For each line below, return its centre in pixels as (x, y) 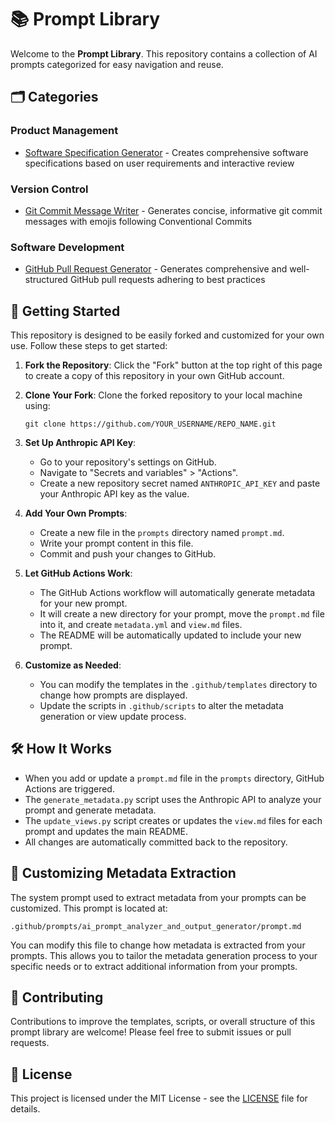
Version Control (49, 189)
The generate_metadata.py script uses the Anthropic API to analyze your (173, 799)
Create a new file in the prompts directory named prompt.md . (162, 533)
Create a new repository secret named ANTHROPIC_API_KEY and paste (180, 483)
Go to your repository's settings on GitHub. (128, 462)
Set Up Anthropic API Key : (80, 443)
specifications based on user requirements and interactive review (159, 163)
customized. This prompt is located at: (89, 908)
